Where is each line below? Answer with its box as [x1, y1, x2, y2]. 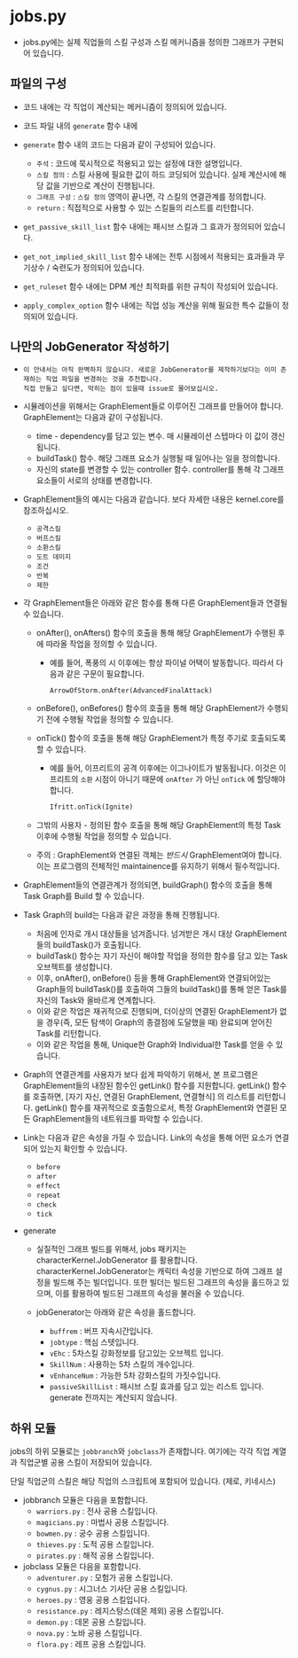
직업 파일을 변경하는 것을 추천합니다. [44, 374, 163, 383]
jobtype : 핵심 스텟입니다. [49, 1337, 139, 1348]
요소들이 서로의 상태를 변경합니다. [35, 474, 153, 485]
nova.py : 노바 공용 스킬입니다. [35, 1628, 143, 1638]
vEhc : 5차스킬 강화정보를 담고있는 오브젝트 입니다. [49, 1348, 224, 1358]
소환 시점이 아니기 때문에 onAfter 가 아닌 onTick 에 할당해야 [80, 774, 286, 785]
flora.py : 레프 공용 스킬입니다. [35, 1638, 146, 1650]
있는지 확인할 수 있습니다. [39, 1144, 128, 1154]
